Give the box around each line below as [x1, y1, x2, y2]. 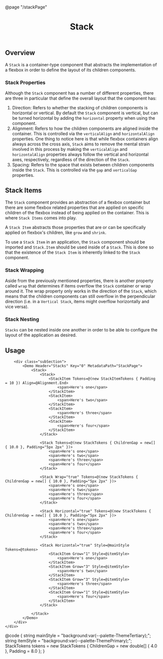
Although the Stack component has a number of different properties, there [5, 90, 154, 96]
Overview [5, 49, 36, 57]
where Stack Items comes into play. [5, 215, 77, 221]
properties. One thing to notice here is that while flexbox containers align [12, 136, 158, 142]
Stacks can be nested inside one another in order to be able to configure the [5, 327, 158, 333]
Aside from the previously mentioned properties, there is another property [5, 278, 154, 284]
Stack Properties [5, 79, 46, 86]
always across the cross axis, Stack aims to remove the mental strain [12, 141, 150, 147]
